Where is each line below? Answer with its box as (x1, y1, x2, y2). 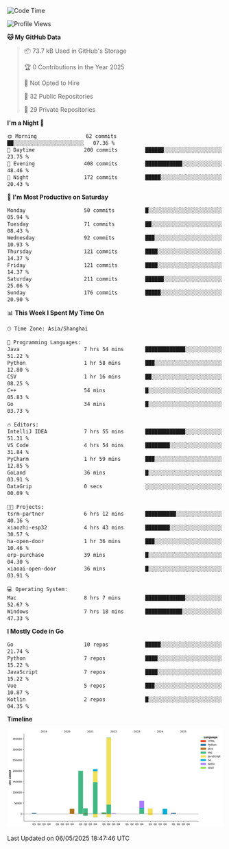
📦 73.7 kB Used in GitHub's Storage (23, 47, 127, 55)
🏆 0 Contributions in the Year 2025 (23, 63, 125, 71)
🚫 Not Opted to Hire (23, 79, 80, 87)
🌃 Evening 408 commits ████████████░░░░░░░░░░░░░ (7, 160, 223, 167)
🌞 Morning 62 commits (7, 133, 117, 140)
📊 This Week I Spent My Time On (7, 309, 104, 317)
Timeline (7, 715, 33, 723)
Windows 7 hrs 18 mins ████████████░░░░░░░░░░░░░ (7, 608, 223, 615)
